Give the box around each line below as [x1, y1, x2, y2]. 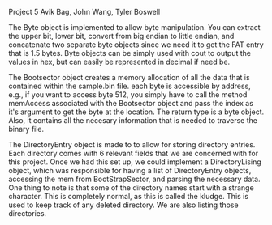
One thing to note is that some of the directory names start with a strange [8, 183, 254, 193]
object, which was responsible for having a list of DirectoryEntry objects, [8, 166, 252, 175]
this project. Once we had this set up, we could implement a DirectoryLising [8, 157, 261, 167]
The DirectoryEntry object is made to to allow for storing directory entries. [8, 140, 256, 149]
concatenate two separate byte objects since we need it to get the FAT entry [8, 40, 264, 49]
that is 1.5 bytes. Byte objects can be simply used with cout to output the [8, 49, 252, 57]
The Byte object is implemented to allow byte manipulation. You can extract [8, 23, 261, 32]
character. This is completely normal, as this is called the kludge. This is [8, 192, 249, 201]
